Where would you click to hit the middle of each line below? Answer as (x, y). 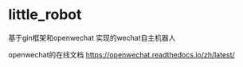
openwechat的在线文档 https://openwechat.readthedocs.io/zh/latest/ (121, 54)
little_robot (45, 15)
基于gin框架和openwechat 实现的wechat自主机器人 (92, 37)
